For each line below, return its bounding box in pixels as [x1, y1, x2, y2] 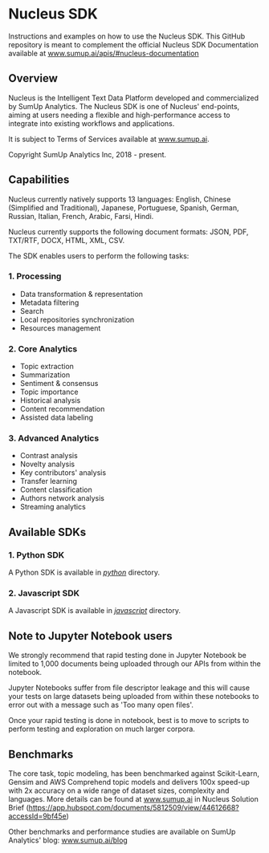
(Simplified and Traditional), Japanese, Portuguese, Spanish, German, [8, 202, 239, 213]
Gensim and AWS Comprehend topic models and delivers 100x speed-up [8, 778, 251, 787]
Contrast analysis [19, 451, 78, 461]
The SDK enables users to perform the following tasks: [8, 250, 190, 261]
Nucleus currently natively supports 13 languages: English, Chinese [8, 194, 231, 204]
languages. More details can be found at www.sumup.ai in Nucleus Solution [8, 794, 259, 804]
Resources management [19, 323, 101, 333]
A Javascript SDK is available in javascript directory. [8, 606, 181, 615]
